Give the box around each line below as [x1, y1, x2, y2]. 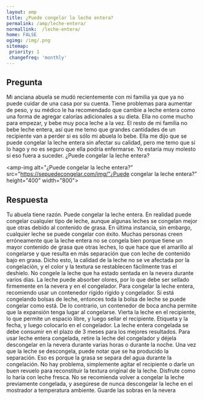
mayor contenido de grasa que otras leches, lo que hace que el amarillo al [6, 243, 193, 251]
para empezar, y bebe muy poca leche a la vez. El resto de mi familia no [6, 119, 188, 127]
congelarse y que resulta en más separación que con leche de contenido [6, 250, 191, 257]
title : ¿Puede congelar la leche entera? [6, 15, 114, 21]
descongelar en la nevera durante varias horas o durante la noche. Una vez [6, 341, 197, 349]
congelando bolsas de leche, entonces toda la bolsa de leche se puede [6, 295, 186, 303]
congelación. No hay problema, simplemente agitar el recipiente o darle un [6, 361, 195, 368]
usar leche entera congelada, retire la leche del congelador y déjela [6, 334, 176, 342]
